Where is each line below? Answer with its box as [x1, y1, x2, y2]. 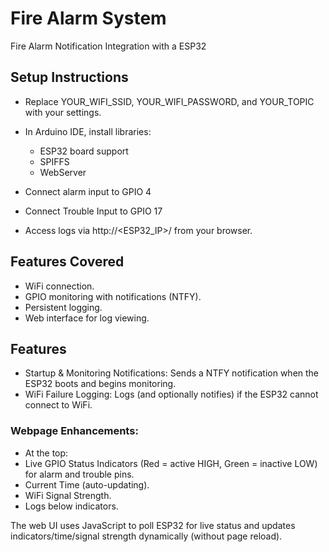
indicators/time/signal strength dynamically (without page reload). [10, 530, 283, 542]
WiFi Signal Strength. [24, 489, 112, 501]
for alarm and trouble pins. [24, 468, 135, 480]
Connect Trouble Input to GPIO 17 [24, 205, 163, 217]
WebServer [39, 166, 87, 178]
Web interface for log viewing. [24, 312, 150, 324]
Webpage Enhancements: [10, 424, 139, 438]
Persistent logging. [24, 301, 103, 313]
